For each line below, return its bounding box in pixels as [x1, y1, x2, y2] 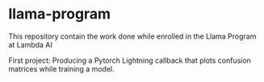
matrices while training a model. [8, 64, 115, 73]
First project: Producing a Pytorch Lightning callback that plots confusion [8, 55, 252, 65]
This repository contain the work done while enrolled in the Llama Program [8, 31, 257, 41]
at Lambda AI [8, 39, 52, 49]
